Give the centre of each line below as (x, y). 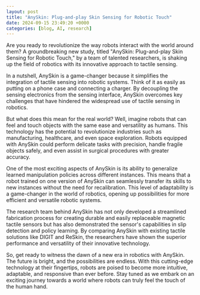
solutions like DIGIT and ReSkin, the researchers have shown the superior (96, 237)
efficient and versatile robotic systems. (54, 200)
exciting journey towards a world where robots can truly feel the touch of (96, 280)
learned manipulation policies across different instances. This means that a (99, 175)
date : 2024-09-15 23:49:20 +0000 (48, 23)
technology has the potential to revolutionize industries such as (84, 132)
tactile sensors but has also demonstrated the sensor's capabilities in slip (96, 225)
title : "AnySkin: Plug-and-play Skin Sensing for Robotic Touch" (89, 17)
